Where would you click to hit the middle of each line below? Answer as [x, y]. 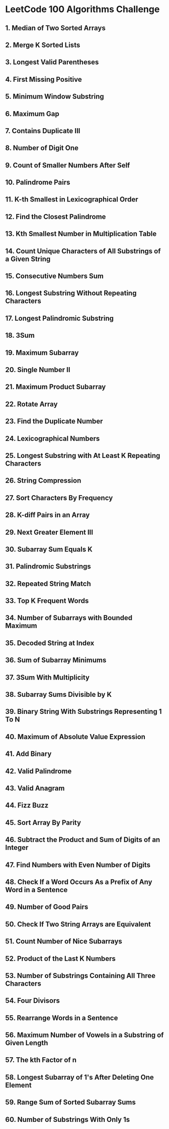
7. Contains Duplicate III [43, 131]
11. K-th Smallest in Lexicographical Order [72, 200]
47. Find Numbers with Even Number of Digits [78, 865]
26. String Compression [43, 481]
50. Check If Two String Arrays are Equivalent [78, 924]
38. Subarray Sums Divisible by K [59, 695]
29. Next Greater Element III [49, 532]
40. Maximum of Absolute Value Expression [75, 736]
